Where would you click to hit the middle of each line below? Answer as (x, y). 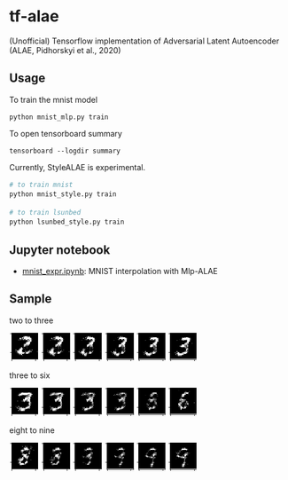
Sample (31, 299)
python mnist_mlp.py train (59, 117)
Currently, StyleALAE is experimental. (78, 167)
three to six (30, 375)
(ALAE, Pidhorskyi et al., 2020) (65, 50)
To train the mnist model (54, 99)
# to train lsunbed (45, 213)
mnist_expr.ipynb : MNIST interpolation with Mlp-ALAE (120, 271)
